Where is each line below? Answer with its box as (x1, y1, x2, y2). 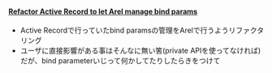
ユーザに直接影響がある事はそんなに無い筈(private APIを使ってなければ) (19, 45, 261, 56)
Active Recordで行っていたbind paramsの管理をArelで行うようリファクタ (19, 25, 265, 36)
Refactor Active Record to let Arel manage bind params (8, 6, 198, 16)
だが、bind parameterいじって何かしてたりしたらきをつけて (19, 56, 221, 66)
